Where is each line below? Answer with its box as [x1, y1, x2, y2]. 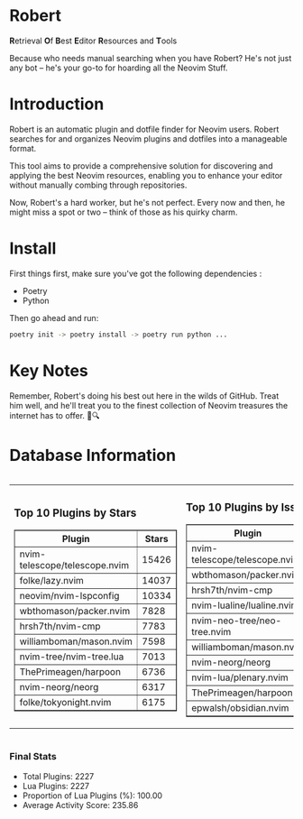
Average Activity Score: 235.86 [22, 799, 139, 810]
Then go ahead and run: [9, 312, 99, 323]
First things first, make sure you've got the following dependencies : [9, 268, 262, 279]
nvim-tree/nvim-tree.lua [19, 650, 124, 663]
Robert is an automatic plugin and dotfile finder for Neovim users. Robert [9, 124, 280, 134]
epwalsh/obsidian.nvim [190, 702, 289, 714]
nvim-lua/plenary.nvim [190, 671, 289, 684]
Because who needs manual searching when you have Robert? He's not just [9, 52, 292, 63]
